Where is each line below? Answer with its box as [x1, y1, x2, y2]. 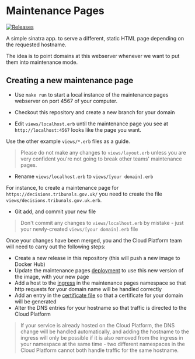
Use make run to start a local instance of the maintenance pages [14, 91, 169, 98]
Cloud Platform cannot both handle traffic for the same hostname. [20, 347, 179, 354]
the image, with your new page [14, 273, 89, 280]
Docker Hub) [14, 261, 46, 268]
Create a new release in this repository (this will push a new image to [14, 254, 180, 261]
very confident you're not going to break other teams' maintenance [20, 155, 182, 162]
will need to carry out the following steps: [6, 243, 106, 250]
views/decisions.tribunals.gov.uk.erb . [6, 196, 102, 203]
